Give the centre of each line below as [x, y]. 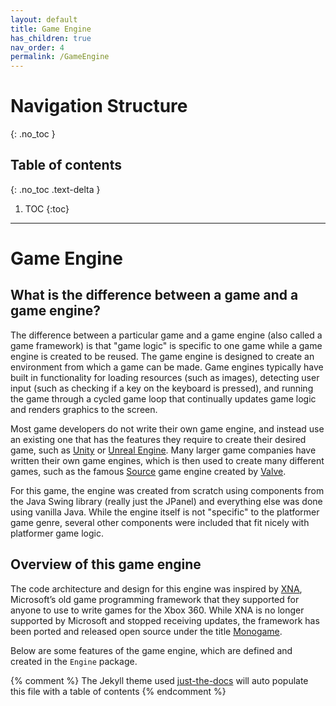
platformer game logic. [57, 533]
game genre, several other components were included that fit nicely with [160, 522]
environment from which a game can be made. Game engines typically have [167, 367]
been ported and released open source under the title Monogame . [146, 631]
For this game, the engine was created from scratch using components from [167, 490]
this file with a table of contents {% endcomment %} [118, 691]
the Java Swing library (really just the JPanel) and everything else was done [166, 501]
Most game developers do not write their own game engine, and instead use [167, 428]
